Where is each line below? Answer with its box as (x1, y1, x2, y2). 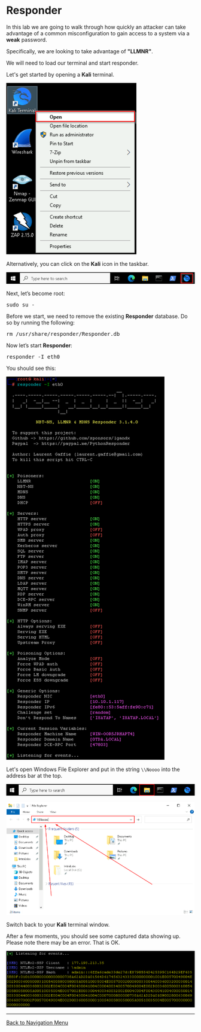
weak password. (6, 36, 47, 43)
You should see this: (6, 365, 56, 372)
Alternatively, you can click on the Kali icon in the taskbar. (6, 260, 150, 267)
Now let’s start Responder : (6, 342, 73, 349)
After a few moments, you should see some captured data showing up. (6, 933, 181, 940)
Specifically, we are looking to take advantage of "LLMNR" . (6, 47, 154, 54)
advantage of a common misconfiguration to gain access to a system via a (6, 29, 190, 37)
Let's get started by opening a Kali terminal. (6, 71, 115, 78)
